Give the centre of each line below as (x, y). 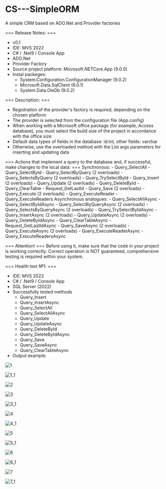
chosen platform (29, 115)
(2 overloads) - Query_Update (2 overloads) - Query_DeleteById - (72, 183)
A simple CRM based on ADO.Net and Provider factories (63, 23)
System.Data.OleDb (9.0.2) (47, 90)
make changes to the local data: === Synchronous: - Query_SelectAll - (78, 167)
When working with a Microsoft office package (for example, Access (83, 125)
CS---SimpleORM (42, 9)
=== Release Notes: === (31, 32)
